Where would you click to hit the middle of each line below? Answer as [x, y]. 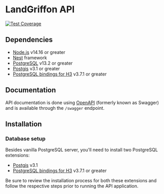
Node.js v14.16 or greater [39, 52]
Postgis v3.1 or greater [36, 68]
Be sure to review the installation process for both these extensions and [81, 181]
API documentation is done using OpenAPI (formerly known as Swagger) [82, 102]
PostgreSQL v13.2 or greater [43, 63]
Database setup [26, 139]
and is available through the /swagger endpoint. [55, 108]
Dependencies [29, 40]
